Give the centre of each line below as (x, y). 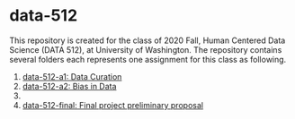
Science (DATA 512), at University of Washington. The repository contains (146, 49)
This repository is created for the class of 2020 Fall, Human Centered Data (147, 40)
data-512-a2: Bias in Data (69, 86)
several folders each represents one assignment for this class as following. (148, 59)
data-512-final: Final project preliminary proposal (113, 105)
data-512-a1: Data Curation (72, 76)
